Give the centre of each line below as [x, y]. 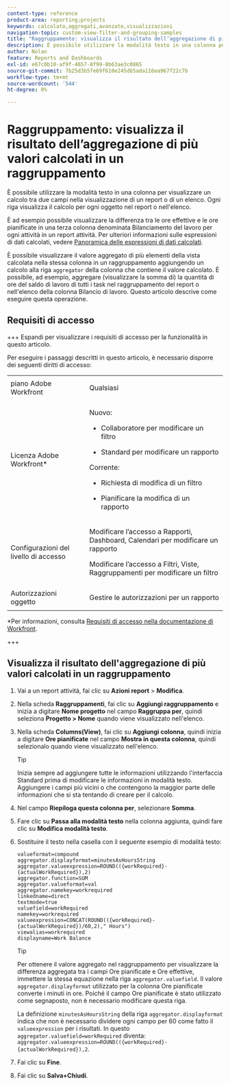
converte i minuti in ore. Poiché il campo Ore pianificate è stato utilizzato [119, 993]
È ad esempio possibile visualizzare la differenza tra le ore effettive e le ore [113, 221]
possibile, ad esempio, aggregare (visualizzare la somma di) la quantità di [111, 277]
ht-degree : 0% [27, 90]
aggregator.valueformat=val [57, 884]
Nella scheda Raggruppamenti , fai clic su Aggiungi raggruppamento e [118, 703]
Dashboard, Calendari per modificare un [153, 540]
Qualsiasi [104, 388]
